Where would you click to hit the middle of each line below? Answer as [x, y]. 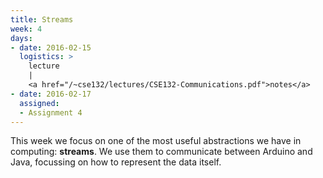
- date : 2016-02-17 [51, 94]
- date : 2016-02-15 [51, 47]
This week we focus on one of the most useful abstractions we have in [156, 141]
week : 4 [26, 29]
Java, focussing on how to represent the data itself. [116, 162]
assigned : [39, 103]
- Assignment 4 [51, 112]
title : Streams [42, 19]
